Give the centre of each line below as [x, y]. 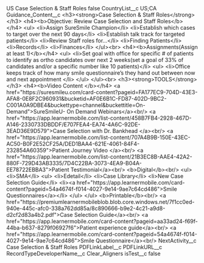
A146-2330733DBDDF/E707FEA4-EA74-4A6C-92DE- [74, 125]
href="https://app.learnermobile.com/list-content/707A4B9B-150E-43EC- [98, 137]
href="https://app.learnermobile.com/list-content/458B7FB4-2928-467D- [99, 118]
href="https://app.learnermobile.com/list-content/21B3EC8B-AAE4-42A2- [100, 157]
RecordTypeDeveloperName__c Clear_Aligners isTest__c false [83, 254]
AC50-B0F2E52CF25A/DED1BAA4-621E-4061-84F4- [73, 144]
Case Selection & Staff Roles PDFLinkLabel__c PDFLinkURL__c [84, 247]
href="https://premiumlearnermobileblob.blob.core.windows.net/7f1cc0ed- [100, 202]
